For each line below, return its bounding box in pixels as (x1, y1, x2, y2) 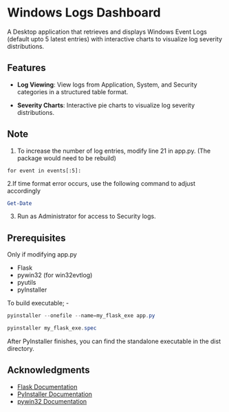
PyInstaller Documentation (17, 390, 93, 398)
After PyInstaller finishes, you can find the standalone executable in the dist (7, 337, 221, 345)
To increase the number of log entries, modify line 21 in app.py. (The (17, 147, 211, 155)
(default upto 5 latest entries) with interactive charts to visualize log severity (7, 34, 222, 43)
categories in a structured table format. (17, 87, 129, 96)
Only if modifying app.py (7, 250, 77, 259)
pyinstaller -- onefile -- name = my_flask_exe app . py (7, 312, 155, 319)
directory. (7, 345, 34, 352)
